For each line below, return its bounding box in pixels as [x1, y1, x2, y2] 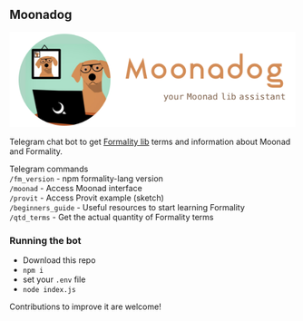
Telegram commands [9, 163, 89, 174]
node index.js [22, 286, 76, 295]
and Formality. [9, 145, 64, 157]
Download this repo [22, 255, 96, 266]
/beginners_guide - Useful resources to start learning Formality [9, 201, 245, 212]
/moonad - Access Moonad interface [9, 182, 142, 193]
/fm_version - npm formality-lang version [9, 172, 163, 184]
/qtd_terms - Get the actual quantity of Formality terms [9, 211, 214, 222]
